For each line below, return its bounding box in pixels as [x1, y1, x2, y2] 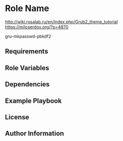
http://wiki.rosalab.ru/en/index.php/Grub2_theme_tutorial [5, 19, 118, 25]
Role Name [5, 3, 49, 14]
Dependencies [5, 80, 50, 88]
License [5, 113, 29, 121]
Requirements [5, 47, 48, 56]
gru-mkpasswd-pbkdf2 [5, 33, 52, 39]
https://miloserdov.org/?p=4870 [5, 24, 68, 29]
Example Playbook [5, 97, 62, 105]
